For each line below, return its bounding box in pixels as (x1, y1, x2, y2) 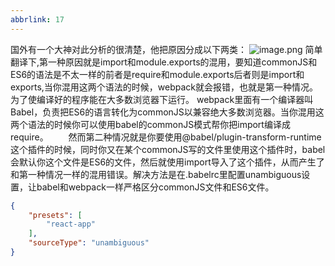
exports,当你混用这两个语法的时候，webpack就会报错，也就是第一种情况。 (10, 81, 319, 93)
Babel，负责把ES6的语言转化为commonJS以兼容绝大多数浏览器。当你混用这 (10, 106, 325, 118)
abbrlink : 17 (10, 14, 65, 25)
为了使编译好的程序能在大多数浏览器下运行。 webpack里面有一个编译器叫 (10, 93, 314, 105)
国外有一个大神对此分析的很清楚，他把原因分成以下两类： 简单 (10, 43, 323, 55)
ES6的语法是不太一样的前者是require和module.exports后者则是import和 (10, 68, 305, 80)
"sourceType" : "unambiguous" (28, 238, 150, 248)
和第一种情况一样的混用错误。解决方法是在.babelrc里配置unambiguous (10, 168, 302, 180)
